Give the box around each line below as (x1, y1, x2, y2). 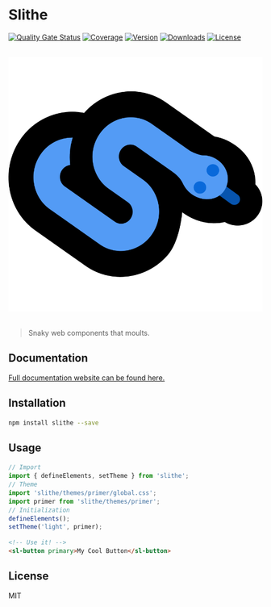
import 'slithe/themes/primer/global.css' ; (8, 488, 157, 497)
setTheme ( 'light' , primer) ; (8, 523, 103, 531)
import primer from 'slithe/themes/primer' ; (8, 497, 161, 505)
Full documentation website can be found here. (8, 373, 165, 383)
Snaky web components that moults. (27, 328, 151, 337)
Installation (8, 396, 66, 410)
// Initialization (8, 506, 70, 514)
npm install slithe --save (8, 418, 99, 427)
